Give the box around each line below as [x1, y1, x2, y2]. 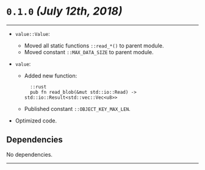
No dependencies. [6, 151, 53, 158]
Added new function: [24, 72, 77, 79]
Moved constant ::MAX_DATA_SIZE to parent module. [24, 48, 154, 55]
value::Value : [15, 30, 50, 37]
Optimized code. [15, 117, 57, 124]
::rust [29, 83, 47, 90]
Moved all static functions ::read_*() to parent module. [24, 41, 164, 49]
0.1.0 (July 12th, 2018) [6, 4, 123, 18]
